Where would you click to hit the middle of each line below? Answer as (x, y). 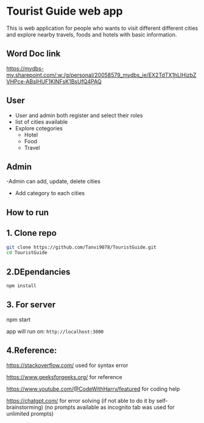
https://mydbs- (25, 68)
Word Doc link (33, 54)
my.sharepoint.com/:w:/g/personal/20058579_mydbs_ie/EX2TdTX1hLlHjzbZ (101, 75)
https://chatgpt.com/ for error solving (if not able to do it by (81, 400)
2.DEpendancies (38, 272)
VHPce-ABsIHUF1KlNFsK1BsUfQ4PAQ (54, 81)
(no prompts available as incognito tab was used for (110, 407)
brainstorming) (25, 407)
